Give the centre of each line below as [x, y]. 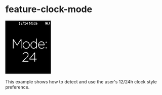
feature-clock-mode [49, 9]
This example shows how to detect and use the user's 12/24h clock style [81, 81]
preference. [17, 87]
